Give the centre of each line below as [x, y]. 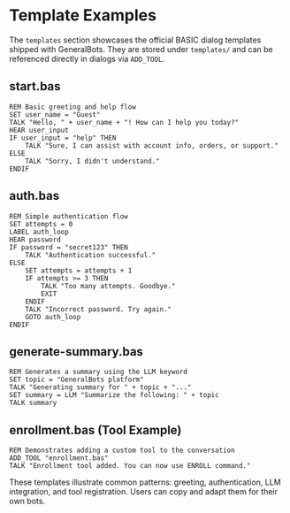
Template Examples [83, 15]
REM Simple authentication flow [69, 216]
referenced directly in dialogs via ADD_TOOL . [87, 58]
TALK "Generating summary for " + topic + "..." [100, 387]
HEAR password [35, 240]
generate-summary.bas [76, 352]
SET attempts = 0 [41, 224]
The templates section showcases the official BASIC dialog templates [135, 40]
